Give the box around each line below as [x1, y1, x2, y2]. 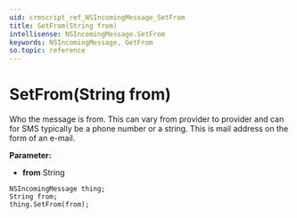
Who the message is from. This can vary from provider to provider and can [9, 114, 285, 125]
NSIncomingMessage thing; [9, 184, 105, 194]
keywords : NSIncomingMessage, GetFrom [9, 37, 153, 47]
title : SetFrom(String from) [9, 21, 118, 30]
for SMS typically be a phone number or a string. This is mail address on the [9, 124, 289, 134]
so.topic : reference [9, 46, 87, 55]
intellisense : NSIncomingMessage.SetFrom [9, 29, 166, 38]
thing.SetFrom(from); [9, 200, 90, 209]
